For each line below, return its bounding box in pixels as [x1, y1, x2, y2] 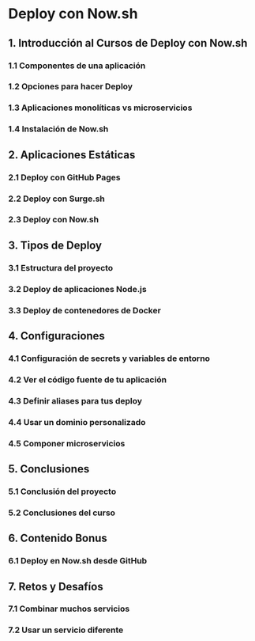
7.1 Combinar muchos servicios [8, 603, 130, 614]
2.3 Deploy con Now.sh [8, 214, 99, 226]
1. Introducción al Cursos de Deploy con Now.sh [8, 36, 248, 50]
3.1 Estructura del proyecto [8, 262, 114, 273]
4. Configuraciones [8, 329, 105, 343]
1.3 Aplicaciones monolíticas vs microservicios [8, 102, 193, 113]
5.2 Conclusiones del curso [8, 507, 116, 518]
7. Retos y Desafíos [8, 579, 104, 594]
